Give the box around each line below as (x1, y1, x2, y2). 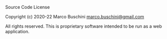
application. (5, 29, 30, 34)
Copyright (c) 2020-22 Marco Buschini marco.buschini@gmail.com (5, 14, 144, 19)
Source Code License (5, 4, 50, 10)
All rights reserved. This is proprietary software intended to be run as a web (5, 23, 162, 29)
